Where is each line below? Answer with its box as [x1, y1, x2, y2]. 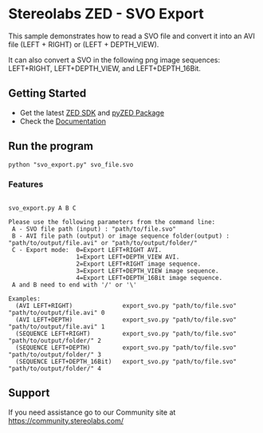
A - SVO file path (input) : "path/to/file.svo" [11, 225, 177, 233]
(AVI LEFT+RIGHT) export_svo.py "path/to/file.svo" [15, 301, 237, 309]
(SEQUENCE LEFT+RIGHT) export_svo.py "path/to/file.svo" [15, 329, 237, 337]
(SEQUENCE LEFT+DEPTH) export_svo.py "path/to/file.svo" [15, 344, 237, 352]
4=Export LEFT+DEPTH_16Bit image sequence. [76, 274, 223, 281]
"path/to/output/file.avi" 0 [8, 309, 105, 317]
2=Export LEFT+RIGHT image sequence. [76, 260, 202, 268]
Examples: [8, 294, 41, 303]
